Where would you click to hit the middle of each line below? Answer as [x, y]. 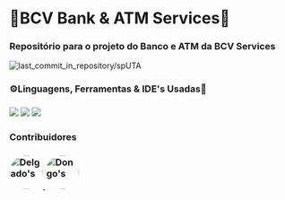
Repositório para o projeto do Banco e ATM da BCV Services [142, 47]
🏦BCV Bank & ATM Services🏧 [120, 18]
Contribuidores [43, 137]
